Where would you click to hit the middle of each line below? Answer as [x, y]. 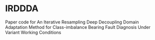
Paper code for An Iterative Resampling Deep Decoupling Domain [72, 22]
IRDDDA [22, 9]
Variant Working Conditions [33, 32]
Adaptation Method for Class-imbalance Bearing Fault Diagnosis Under [78, 27]
